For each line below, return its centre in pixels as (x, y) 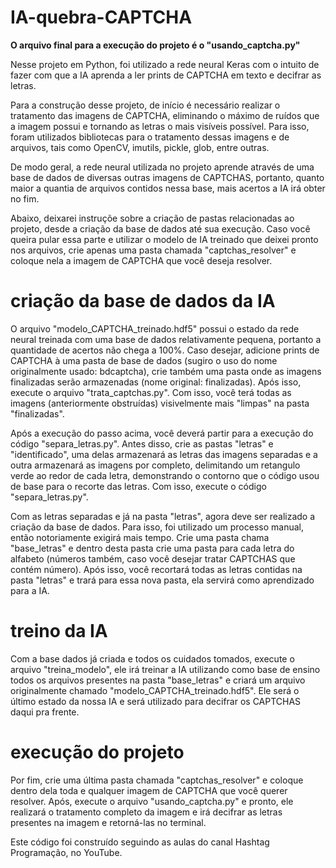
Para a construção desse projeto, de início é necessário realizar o (145, 105)
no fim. (25, 198)
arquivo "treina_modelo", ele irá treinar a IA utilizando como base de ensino (165, 669)
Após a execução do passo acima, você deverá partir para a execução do (162, 433)
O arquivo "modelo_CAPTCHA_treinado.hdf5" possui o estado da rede (155, 328)
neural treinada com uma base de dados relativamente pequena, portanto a (166, 339)
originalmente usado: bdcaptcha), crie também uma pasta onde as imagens (166, 371)
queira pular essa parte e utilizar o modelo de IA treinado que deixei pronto (164, 239)
